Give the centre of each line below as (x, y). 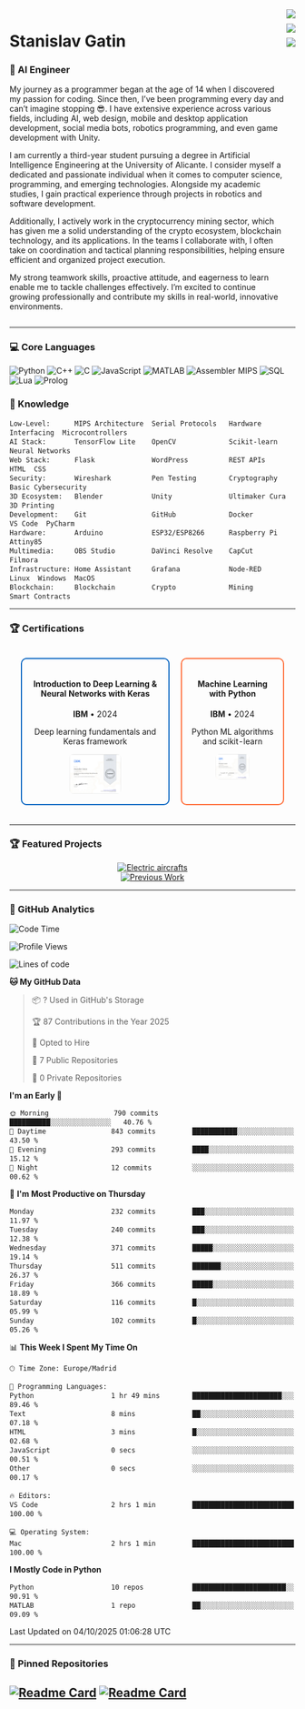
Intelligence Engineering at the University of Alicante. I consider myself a (145, 165)
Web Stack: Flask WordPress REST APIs (138, 460)
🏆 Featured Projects (56, 844)
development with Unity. (55, 138)
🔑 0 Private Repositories (77, 1078)
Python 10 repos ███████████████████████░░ (152, 1588)
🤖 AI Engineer (40, 70)
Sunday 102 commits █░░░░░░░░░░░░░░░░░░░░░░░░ (152, 1321)
